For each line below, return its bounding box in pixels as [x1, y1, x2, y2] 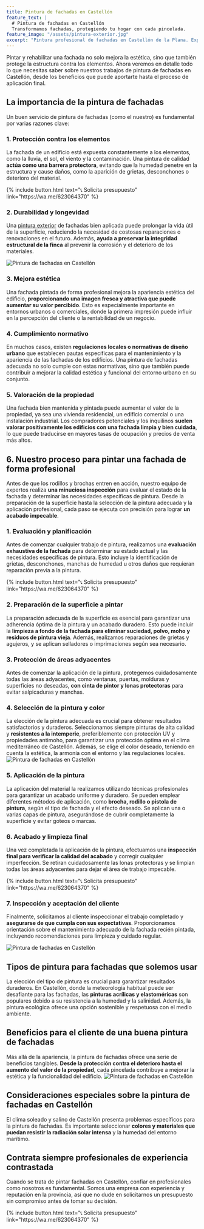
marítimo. [6, 1135, 30, 1142]
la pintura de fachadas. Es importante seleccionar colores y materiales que [6, 1122, 195, 1129]
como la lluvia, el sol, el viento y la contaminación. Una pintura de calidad [6, 155, 190, 163]
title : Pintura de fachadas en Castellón [6, 8, 113, 15]
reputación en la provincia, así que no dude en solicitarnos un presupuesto [6, 1191, 193, 1199]
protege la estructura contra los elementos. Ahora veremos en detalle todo [6, 60, 193, 67]
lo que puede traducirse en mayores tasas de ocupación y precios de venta [6, 430, 195, 438]
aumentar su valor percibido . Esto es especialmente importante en [6, 301, 175, 308]
